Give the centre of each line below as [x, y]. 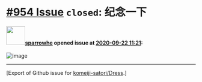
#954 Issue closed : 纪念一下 [77, 12]
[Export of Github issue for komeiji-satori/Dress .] [67, 73]
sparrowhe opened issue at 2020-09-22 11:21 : [84, 43]
